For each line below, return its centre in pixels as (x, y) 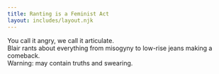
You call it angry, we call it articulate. (61, 40)
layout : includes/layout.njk (50, 20)
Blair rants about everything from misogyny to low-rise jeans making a (110, 48)
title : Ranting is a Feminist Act (58, 14)
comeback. (24, 55)
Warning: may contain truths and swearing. (70, 63)
